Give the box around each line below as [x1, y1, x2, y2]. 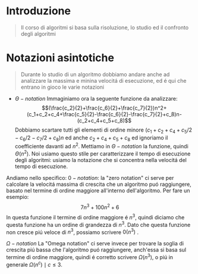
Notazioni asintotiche [6, 51, 115, 65]
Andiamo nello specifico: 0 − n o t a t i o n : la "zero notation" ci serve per [6, 174, 174, 181]
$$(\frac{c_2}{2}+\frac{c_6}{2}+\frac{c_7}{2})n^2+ [41, 104, 168, 111]
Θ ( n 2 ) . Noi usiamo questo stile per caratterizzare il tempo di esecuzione [14, 149, 191, 157]
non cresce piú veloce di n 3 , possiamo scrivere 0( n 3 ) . [6, 228, 139, 236]
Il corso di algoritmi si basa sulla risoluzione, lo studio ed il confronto [20, 24, 189, 31]
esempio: [6, 193, 29, 200]
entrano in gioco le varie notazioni [20, 83, 105, 91]
